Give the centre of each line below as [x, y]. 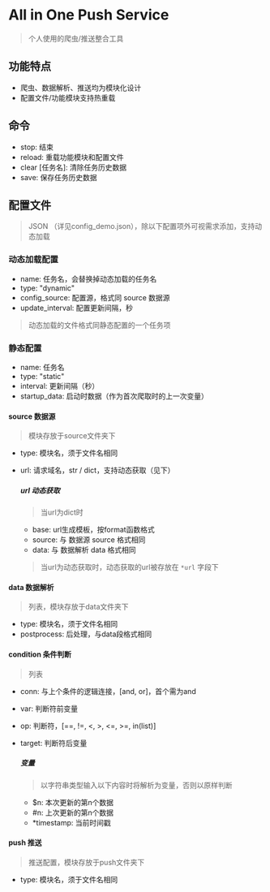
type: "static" [42, 376]
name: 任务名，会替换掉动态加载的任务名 [88, 278]
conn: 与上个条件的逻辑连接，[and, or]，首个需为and [108, 691]
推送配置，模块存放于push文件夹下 [86, 862]
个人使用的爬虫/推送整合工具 [76, 38]
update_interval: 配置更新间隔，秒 [77, 308]
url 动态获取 [40, 490]
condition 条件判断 [40, 654]
